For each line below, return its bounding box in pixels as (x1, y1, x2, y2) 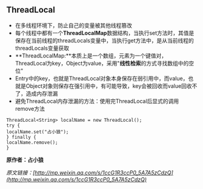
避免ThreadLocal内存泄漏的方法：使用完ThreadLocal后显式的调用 (15, 97, 179, 105)
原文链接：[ (6, 169, 35, 176)
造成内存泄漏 (25, 90, 58, 97)
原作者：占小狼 (6, 156, 44, 163)
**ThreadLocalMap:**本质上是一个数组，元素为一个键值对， (15, 51, 167, 59)
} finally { (6, 134, 36, 140)
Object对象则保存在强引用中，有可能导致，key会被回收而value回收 (25, 82, 192, 90)
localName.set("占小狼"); (6, 128, 69, 135)
